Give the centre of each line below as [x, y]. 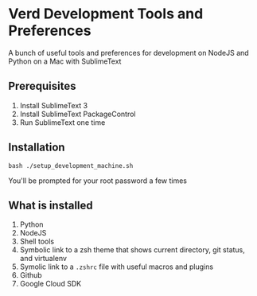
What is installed [51, 205]
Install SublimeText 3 [54, 105]
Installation [37, 148]
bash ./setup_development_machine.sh [71, 166]
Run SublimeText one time [62, 122]
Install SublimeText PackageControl [78, 114]
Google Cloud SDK [51, 284]
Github [31, 275]
